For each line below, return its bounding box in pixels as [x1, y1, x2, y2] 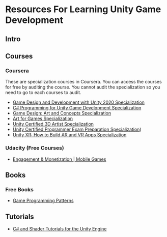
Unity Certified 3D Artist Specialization [12, 121, 94, 127]
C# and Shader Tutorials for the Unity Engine [12, 226, 107, 232]
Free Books [5, 186, 34, 193]
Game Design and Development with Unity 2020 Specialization [12, 99, 145, 105]
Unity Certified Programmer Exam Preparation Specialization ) [12, 126, 142, 133]
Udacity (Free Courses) [5, 144, 65, 152]
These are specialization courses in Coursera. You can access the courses [5, 79, 162, 85]
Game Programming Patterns [12, 197, 74, 204]
